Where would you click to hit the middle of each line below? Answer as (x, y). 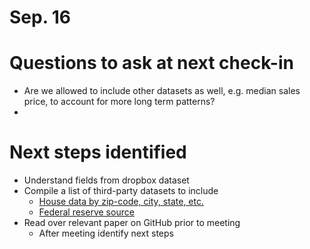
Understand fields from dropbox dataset (106, 180)
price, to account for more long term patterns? (119, 102)
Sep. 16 (40, 17)
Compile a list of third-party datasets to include (121, 191)
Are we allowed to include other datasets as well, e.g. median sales (162, 91)
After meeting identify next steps (106, 233)
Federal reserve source (86, 212)
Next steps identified (98, 152)
